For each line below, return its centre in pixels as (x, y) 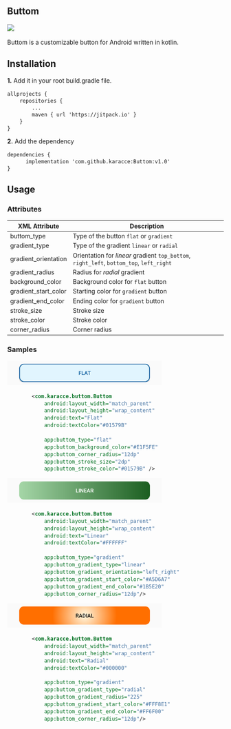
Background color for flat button (120, 282)
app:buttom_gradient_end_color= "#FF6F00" (104, 711)
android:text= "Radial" (76, 661)
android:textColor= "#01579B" (86, 425)
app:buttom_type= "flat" (78, 440)
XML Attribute (39, 226)
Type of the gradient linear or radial (125, 246)
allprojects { (27, 94)
